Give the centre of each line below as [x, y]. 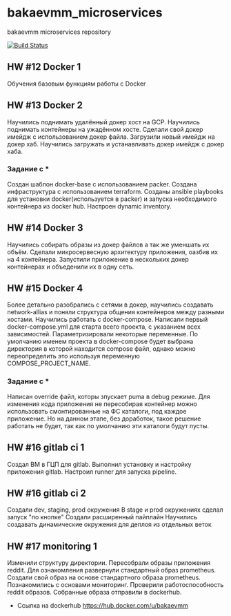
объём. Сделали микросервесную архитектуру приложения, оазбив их [113, 252]
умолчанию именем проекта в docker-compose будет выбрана [100, 341]
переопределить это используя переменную [73, 356]
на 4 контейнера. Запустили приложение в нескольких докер [98, 259]
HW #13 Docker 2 [45, 105]
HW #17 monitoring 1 [52, 546]
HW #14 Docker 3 [46, 228]
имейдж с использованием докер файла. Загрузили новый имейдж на [111, 137]
